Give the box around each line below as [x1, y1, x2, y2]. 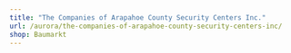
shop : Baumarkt [9, 30, 67, 39]
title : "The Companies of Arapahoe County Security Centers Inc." [9, 13, 266, 22]
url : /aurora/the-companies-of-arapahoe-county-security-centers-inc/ [9, 22, 283, 31]
